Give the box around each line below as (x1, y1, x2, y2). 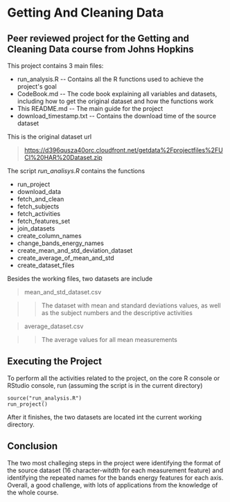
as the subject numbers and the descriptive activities (41, 309, 193, 316)
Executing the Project (7, 355, 103, 368)
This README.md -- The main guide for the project (17, 105, 163, 112)
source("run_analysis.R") (7, 395, 82, 402)
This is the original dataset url (7, 133, 92, 141)
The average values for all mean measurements (41, 336, 178, 343)
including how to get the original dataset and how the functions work (17, 97, 214, 105)
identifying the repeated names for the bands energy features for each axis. (7, 473, 224, 482)
